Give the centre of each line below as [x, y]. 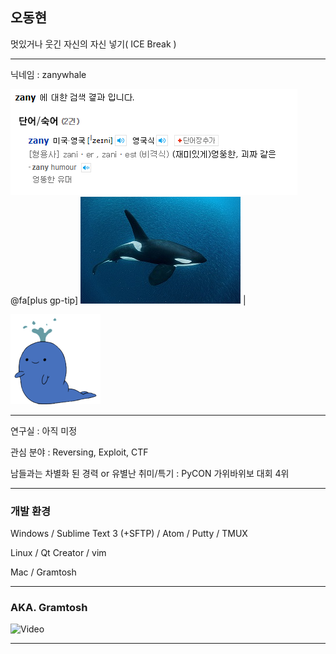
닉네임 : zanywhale [48, 74]
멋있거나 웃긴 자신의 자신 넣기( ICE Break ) [93, 44]
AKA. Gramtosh [49, 608]
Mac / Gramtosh [43, 572]
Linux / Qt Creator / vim [58, 553]
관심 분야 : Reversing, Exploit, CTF [79, 452]
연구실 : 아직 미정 [44, 430]
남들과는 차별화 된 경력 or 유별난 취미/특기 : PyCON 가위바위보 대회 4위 [150, 473]
